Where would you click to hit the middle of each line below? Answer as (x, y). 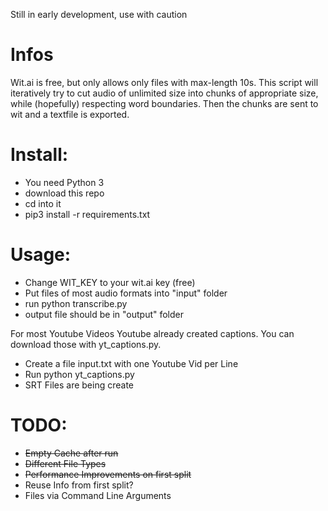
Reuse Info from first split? (79, 485)
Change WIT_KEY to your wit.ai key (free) (110, 282)
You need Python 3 (64, 182)
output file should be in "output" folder (104, 314)
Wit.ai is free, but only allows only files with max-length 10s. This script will (164, 82)
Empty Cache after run (71, 453)
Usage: (41, 255)
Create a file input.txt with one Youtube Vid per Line (131, 363)
